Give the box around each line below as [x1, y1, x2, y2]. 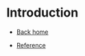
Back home [16, 28, 49, 36]
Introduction [6, 5, 79, 21]
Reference [16, 41, 46, 49]
